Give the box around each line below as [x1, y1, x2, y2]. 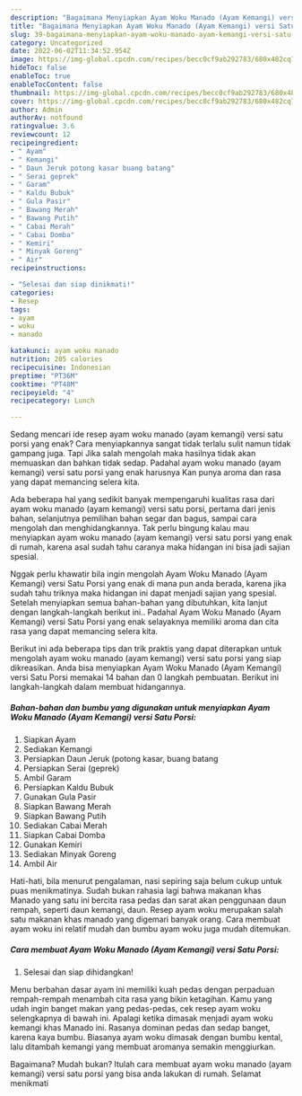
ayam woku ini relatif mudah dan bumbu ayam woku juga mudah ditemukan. [10, 924, 291, 934]
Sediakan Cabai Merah [22, 820, 108, 831]
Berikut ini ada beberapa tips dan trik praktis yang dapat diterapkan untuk [10, 643, 282, 654]
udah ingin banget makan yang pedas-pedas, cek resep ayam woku [10, 1003, 261, 1014]
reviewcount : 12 [10, 130, 71, 139]
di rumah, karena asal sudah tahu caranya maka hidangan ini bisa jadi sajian [10, 542, 290, 552]
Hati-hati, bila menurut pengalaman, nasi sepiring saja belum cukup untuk [10, 876, 282, 887]
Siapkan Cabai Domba [22, 830, 106, 841]
